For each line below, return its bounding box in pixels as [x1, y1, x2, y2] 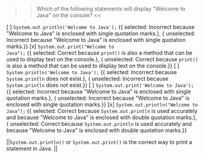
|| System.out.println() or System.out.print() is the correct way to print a [6, 139, 192, 145]
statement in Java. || [6, 145, 58, 152]
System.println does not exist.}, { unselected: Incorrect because [6, 75, 169, 82]
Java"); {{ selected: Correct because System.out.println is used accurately [6, 108, 198, 114]
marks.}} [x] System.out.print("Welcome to [6, 43, 114, 50]
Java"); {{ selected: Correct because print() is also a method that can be [6, 49, 193, 57]
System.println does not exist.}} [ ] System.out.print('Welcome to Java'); [6, 81, 194, 89]
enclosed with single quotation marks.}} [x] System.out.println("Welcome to [6, 101, 198, 108]
